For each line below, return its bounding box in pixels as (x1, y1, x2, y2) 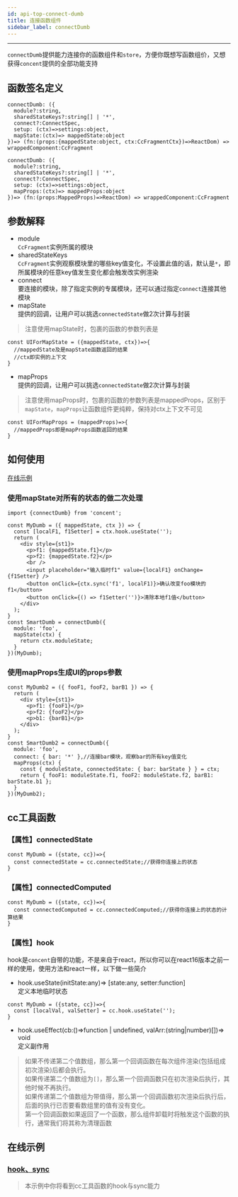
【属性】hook (7, 938, 55, 948)
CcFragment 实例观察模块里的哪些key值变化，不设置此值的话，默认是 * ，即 (17, 259, 231, 268)
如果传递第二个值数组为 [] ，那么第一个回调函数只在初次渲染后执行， (24, 1074, 225, 1083)
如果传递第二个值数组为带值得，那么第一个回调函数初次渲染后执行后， (24, 1092, 230, 1101)
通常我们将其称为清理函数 (37, 1118, 112, 1127)
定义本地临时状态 (17, 987, 68, 995)
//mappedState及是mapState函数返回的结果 (13, 346, 128, 353)
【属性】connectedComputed (7, 883, 112, 893)
